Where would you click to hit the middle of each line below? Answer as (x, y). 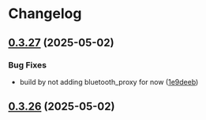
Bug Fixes (28, 65)
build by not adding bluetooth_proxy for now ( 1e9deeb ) (109, 82)
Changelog (45, 14)
